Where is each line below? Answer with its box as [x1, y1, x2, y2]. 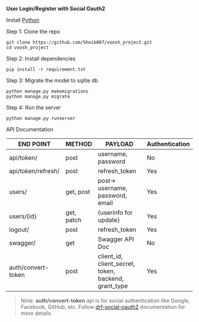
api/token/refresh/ [9, 167, 60, 175]
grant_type [97, 282, 129, 290]
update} [97, 216, 120, 224]
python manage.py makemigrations [6, 88, 89, 94]
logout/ [9, 225, 30, 234]
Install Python [6, 17, 40, 23]
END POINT [18, 140, 52, 148]
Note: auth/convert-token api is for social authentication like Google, [20, 297, 190, 304]
